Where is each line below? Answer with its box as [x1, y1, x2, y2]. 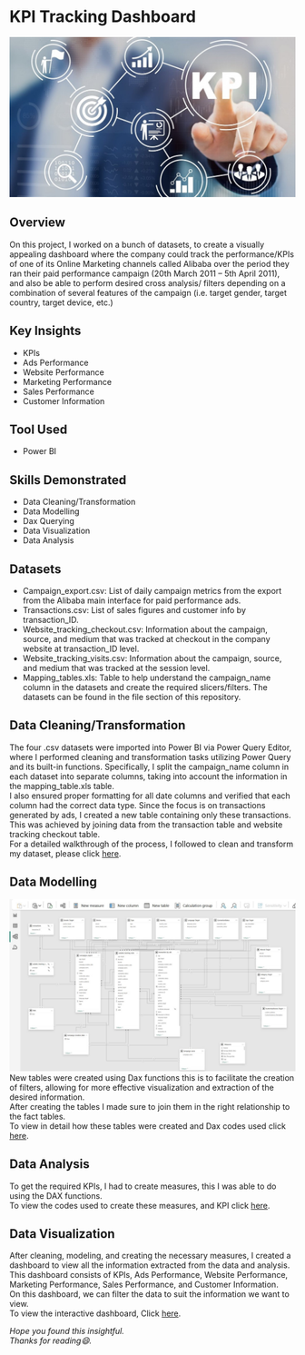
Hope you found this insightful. [9, 1326, 124, 1337]
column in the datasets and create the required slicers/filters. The [22, 682, 268, 693]
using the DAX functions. [9, 1190, 103, 1201]
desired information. [9, 1092, 85, 1103]
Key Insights [9, 323, 82, 339]
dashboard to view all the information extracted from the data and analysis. [9, 1260, 290, 1271]
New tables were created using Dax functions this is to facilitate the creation [9, 1072, 295, 1083]
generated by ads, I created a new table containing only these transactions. [9, 809, 292, 820]
